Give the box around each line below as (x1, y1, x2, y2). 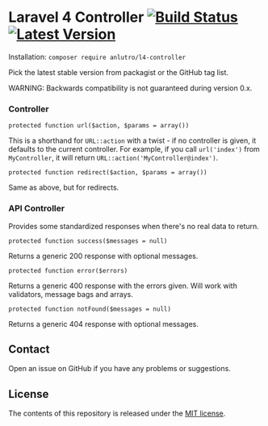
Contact (8, 342, 50, 356)
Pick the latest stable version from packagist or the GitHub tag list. (8, 67, 228, 77)
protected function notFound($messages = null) (8, 305, 172, 313)
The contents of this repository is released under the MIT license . (8, 408, 226, 419)
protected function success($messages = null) (8, 236, 168, 245)
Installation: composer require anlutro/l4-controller (8, 52, 186, 61)
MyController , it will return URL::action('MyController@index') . (8, 153, 219, 163)
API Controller (8, 203, 65, 214)
